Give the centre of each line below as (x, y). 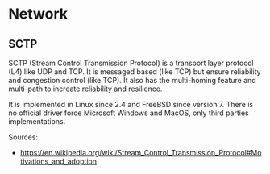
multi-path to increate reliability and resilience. (85, 89)
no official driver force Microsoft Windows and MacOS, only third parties (129, 113)
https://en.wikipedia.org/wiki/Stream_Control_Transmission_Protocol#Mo (141, 153)
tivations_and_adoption (58, 161)
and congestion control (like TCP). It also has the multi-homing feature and (132, 80)
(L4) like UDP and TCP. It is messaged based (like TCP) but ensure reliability (135, 72)
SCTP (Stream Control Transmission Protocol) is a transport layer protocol (131, 63)
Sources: (23, 137)
